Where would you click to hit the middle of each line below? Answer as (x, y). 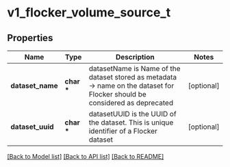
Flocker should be (118, 94)
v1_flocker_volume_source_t (89, 13)
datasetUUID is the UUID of (132, 114)
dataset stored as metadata (133, 77)
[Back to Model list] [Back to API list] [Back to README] (86, 156)
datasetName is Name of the (135, 68)
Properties (30, 38)
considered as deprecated (131, 103)
